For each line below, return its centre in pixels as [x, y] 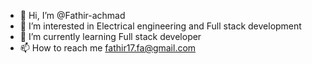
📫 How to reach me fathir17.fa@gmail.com [108, 48]
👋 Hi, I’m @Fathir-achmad [72, 15]
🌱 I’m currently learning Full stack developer [110, 36]
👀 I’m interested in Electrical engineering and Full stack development [160, 26]
